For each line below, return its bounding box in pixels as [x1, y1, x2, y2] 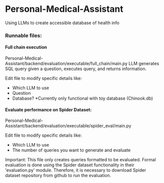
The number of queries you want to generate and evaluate [12, 147, 131, 153]
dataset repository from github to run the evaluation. [5, 173, 111, 179]
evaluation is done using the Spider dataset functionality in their [5, 162, 134, 168]
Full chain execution [5, 44, 47, 50]
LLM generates [129, 61, 159, 67]
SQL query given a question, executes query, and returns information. [5, 66, 147, 72]
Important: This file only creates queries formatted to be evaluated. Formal [5, 157, 156, 163]
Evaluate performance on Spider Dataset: [5, 107, 92, 112]
